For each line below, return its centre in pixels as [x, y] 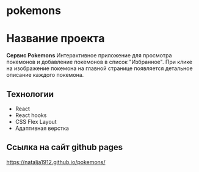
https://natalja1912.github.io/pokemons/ [56, 162]
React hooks [31, 115]
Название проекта [56, 39]
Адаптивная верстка [42, 128]
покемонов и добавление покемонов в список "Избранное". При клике [99, 62]
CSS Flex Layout [36, 121]
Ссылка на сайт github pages [65, 147]
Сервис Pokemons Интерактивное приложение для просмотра [89, 56]
